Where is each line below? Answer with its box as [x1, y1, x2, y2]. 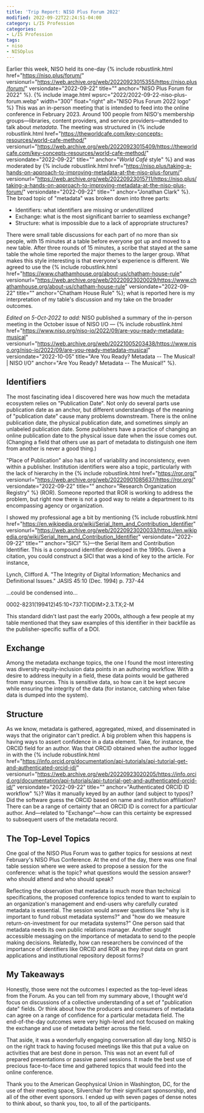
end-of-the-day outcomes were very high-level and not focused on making [6, 1017, 194, 1025]
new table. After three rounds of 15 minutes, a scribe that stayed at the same [6, 244, 197, 251]
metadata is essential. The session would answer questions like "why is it [6, 907, 189, 913]
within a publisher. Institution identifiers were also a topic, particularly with [6, 463, 192, 470]
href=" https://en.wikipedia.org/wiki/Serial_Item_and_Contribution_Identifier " [6, 520, 196, 527]
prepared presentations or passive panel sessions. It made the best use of [6, 1055, 192, 1062]
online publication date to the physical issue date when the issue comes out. [6, 431, 197, 439]
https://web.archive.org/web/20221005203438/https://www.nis [37, 340, 197, 347]
